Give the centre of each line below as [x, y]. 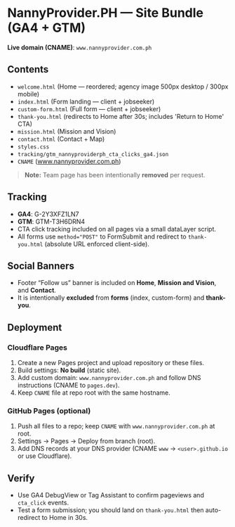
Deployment [35, 328]
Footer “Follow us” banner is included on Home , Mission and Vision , [117, 283]
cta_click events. [43, 503]
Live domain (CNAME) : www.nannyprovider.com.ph [80, 47]
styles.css [33, 147]
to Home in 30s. [65, 518]
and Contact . [36, 291]
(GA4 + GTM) [47, 28]
